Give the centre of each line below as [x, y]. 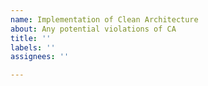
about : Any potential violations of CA [93, 29]
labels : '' [33, 47]
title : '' [31, 38]
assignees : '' [40, 57]
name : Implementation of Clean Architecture [104, 19]
